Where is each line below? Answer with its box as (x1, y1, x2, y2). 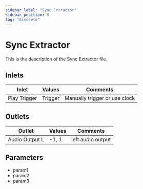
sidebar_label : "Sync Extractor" (5, 7, 77, 13)
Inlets (5, 71, 24, 79)
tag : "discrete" (5, 17, 40, 22)
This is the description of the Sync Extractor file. (5, 56, 108, 62)
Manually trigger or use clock (65, 95, 135, 102)
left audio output (71, 136, 111, 143)
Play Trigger (8, 95, 37, 102)
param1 (12, 167, 28, 173)
